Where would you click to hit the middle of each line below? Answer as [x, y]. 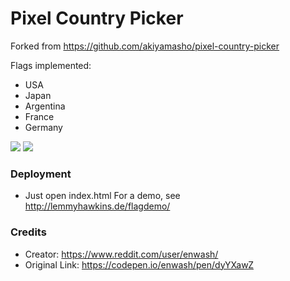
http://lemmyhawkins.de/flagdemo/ [97, 206]
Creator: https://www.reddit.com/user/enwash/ [121, 254]
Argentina [45, 106]
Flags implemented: [51, 65]
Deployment [41, 174]
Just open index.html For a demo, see [102, 196]
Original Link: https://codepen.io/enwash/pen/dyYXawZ [139, 264]
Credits [28, 232]
